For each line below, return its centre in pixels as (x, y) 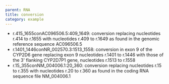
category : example (24, 19)
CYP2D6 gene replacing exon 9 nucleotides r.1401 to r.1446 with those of (88, 55)
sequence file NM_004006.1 (41, 76)
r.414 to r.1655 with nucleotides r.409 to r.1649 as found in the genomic (86, 39)
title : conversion (24, 15)
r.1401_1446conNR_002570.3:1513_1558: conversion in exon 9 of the (82, 50)
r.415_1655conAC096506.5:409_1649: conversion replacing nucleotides (87, 34)
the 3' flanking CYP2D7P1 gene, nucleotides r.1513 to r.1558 (74, 60)
